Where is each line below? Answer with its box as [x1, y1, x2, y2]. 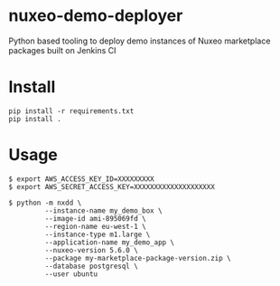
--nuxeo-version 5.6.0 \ [44, 245, 139, 254]
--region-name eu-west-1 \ [44, 222, 146, 231]
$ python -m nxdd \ [8, 198, 82, 207]
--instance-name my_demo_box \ [44, 205, 163, 215]
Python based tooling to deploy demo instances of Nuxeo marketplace [8, 35, 271, 46]
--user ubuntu [44, 269, 98, 279]
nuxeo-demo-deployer [8, 5, 183, 26]
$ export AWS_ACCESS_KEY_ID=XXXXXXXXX [8, 174, 154, 184]
